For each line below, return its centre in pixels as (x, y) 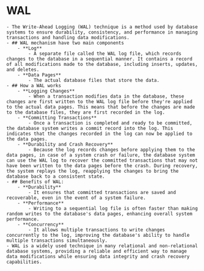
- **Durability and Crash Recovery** (65, 144)
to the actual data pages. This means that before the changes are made (101, 107)
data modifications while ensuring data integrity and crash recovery (98, 256)
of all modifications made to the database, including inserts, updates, (102, 64)
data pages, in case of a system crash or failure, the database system (101, 155)
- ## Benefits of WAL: (35, 182)
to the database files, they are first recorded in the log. (86, 112)
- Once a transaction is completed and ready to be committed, (110, 123)
